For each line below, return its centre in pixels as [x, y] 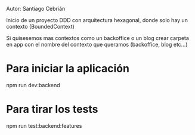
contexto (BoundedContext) [40, 27]
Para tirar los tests [52, 109]
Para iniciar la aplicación [68, 69]
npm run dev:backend [33, 85]
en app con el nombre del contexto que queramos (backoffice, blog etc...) [97, 45]
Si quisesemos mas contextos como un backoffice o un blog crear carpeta [98, 38]
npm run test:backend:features [44, 125]
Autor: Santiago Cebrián [36, 9]
